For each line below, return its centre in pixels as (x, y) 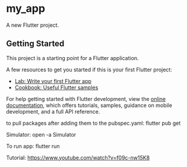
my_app (26, 9)
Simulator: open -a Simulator (41, 134)
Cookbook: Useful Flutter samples (56, 87)
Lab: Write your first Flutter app (53, 81)
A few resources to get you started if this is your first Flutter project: (89, 70)
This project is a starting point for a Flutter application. (72, 58)
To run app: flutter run (33, 146)
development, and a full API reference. (53, 111)
